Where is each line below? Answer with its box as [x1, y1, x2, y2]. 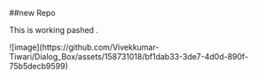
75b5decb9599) [9, 61, 68, 71]
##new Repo [9, 8, 56, 18]
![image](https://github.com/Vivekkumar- [9, 42, 160, 52]
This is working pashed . [9, 25, 99, 35]
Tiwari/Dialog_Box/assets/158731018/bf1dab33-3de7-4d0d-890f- [9, 51, 249, 61]
